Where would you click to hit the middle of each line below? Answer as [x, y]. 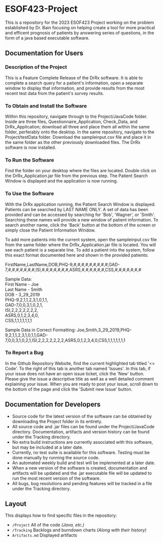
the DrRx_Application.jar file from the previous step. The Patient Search [77, 176]
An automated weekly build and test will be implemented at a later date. [84, 463]
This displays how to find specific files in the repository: [61, 516]
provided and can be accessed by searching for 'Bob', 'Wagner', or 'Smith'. [80, 215]
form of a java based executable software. [47, 38]
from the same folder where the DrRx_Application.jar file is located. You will [81, 245]
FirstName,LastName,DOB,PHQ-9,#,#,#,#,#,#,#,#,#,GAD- [63, 264]
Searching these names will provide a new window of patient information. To [82, 219]
